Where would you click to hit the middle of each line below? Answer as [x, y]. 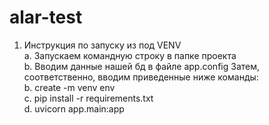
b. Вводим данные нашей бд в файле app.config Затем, [142, 66]
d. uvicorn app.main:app [74, 108]
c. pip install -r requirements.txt [88, 98]
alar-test [46, 17]
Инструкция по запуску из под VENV [102, 45]
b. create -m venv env [69, 87]
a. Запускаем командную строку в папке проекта [130, 55]
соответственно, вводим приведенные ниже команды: [141, 77]
